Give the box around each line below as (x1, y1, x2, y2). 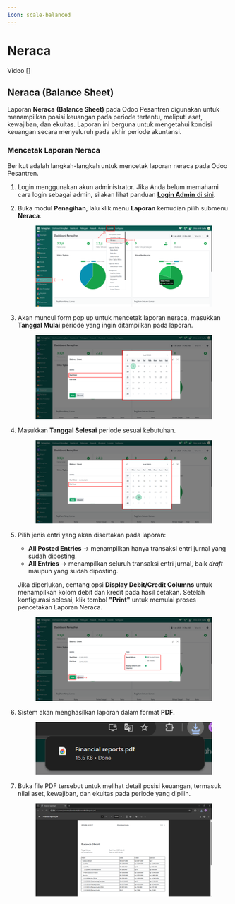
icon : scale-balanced (7, 11, 71, 18)
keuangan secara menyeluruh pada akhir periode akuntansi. (7, 128, 182, 136)
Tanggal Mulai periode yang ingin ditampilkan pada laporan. (17, 321, 193, 330)
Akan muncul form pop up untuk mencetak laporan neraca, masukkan (17, 314, 221, 322)
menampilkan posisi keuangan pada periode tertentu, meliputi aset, (7, 113, 203, 121)
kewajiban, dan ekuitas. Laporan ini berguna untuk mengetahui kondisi (7, 120, 212, 129)
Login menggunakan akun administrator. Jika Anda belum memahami (17, 182, 219, 191)
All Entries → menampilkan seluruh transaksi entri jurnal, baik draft (28, 559, 224, 568)
